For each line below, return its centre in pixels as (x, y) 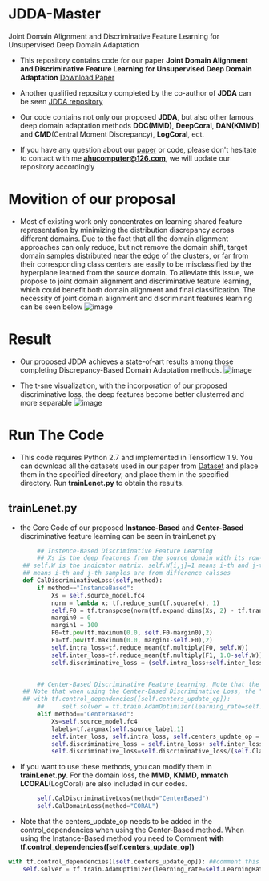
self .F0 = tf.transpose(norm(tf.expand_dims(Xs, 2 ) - (143, 610)
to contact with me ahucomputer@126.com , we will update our (125, 158)
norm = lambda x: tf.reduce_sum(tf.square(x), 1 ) (135, 603)
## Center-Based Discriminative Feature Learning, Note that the (149, 684)
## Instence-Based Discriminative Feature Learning (125, 551)
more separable (46, 402)
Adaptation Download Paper (67, 77)
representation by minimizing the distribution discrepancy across (127, 230)
